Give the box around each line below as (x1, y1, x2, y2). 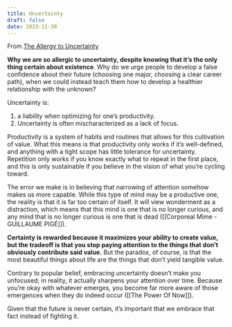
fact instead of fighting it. (7, 312, 80, 320)
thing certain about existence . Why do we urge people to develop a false (7, 63, 218, 72)
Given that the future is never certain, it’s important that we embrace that (7, 305, 215, 313)
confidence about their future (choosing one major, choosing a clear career (7, 70, 222, 78)
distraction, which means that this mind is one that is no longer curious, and (7, 206, 224, 214)
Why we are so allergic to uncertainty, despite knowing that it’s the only (7, 56, 218, 64)
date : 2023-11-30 (7, 23, 57, 30)
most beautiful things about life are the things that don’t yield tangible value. (7, 255, 224, 264)
